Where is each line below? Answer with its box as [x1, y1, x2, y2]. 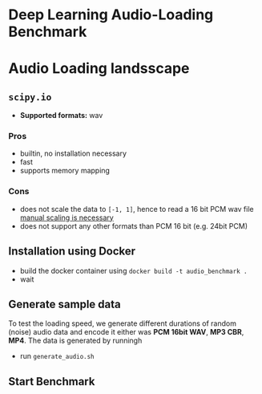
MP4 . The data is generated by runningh [8, 335, 143, 346]
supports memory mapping [19, 166, 111, 176]
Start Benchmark [8, 375, 95, 388]
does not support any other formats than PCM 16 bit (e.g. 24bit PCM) [19, 221, 248, 230]
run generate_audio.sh [19, 351, 95, 361]
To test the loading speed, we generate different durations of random [8, 319, 236, 328]
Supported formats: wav [19, 111, 103, 120]
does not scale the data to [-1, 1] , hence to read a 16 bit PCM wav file [19, 204, 254, 213]
